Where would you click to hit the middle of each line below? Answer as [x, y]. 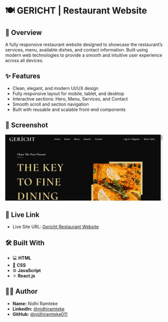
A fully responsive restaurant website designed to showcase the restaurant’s [84, 44]
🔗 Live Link [22, 215]
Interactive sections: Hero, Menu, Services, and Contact [70, 98]
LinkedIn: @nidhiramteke [38, 308]
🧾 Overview [23, 32]
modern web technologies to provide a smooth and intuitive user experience [84, 55]
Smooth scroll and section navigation [50, 104]
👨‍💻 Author [21, 291]
